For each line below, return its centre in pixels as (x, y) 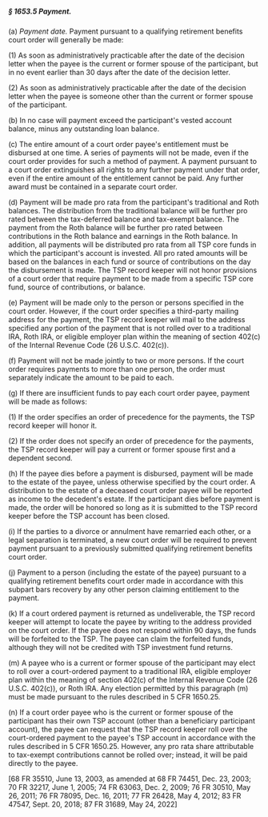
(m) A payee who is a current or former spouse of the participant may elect (132, 663)
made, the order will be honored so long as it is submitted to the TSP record (133, 507)
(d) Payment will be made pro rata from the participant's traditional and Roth (134, 202)
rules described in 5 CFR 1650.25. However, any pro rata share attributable (131, 746)
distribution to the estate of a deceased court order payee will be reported (131, 490)
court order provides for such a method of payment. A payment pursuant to (133, 161)
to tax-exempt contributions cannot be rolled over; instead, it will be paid (128, 755)
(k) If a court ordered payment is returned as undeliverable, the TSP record (132, 613)
